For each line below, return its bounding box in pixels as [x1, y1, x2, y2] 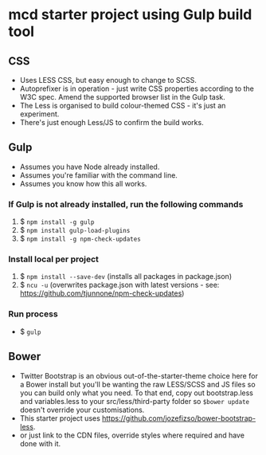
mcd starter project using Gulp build [8, 6, 252, 24]
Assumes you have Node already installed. [19, 162, 160, 171]
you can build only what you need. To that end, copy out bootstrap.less [19, 388, 253, 398]
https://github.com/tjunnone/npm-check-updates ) [19, 288, 185, 298]
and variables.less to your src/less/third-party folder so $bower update [19, 396, 249, 406]
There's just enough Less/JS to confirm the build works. [19, 118, 205, 127]
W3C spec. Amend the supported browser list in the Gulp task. [19, 92, 225, 101]
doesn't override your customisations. [19, 405, 145, 414]
